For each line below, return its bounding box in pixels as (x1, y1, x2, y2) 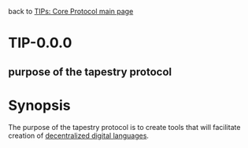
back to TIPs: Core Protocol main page (8, 7, 134, 16)
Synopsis (8, 96, 71, 114)
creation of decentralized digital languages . (8, 131, 150, 140)
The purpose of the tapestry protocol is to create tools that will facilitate (8, 122, 241, 132)
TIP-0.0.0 (8, 34, 72, 52)
